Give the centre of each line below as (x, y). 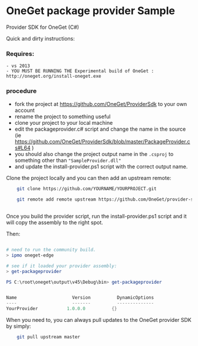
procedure (22, 91)
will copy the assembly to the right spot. (55, 222)
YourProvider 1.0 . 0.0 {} (62, 309)
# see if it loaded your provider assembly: (62, 266)
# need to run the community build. (51, 250)
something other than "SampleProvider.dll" (68, 160)
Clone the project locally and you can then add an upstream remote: (89, 178)
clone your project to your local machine (64, 122)
